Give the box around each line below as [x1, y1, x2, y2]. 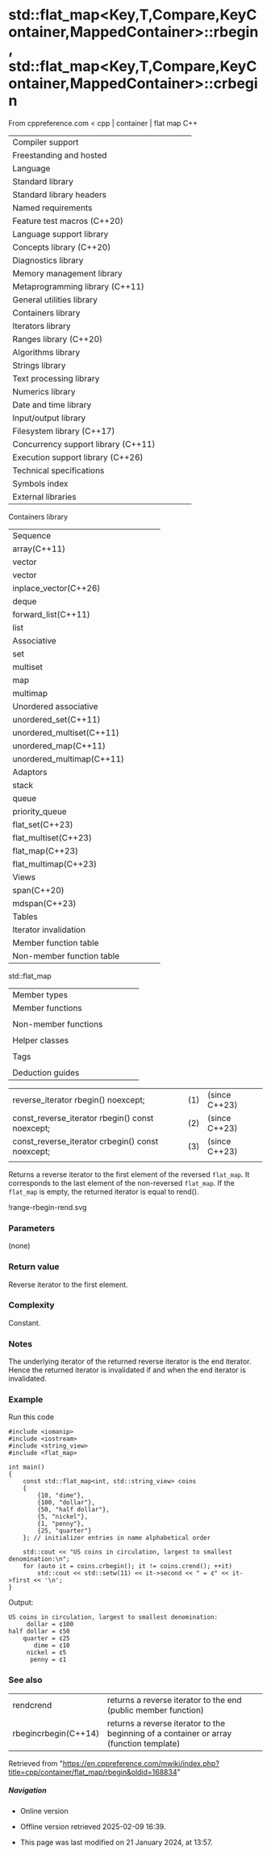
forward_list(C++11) [12, 609, 90, 620]
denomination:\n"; [8, 1555, 70, 1563]
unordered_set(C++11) [12, 714, 101, 725]
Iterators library [12, 320, 71, 331]
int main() [8, 1463, 45, 1472]
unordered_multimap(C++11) [12, 753, 125, 765]
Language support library [12, 228, 109, 239]
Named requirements [12, 202, 93, 213]
